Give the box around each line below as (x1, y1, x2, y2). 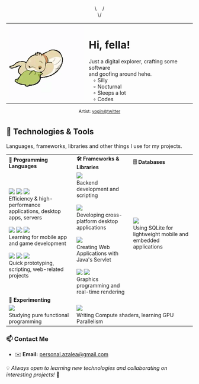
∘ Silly (92, 76, 108, 83)
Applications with (76, 250, 119, 257)
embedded (133, 237, 160, 244)
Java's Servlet (76, 256, 111, 263)
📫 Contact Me (6, 334, 49, 343)
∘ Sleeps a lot (92, 89, 126, 96)
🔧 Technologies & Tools (6, 127, 94, 137)
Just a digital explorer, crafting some (88, 57, 178, 64)
